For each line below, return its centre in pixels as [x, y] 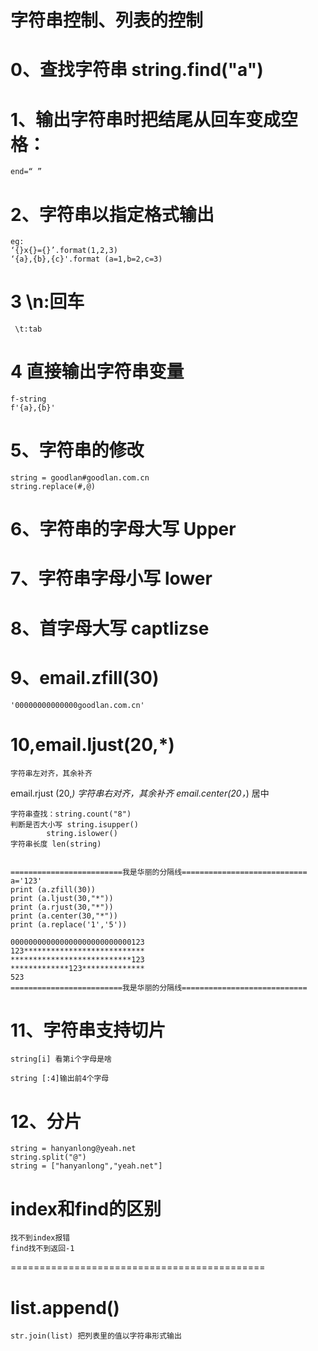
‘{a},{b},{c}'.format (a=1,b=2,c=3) [86, 259]
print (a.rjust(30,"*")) [62, 907]
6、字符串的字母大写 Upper [123, 529]
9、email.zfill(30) [85, 677]
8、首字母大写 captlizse [110, 628]
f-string [28, 399]
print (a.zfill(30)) [53, 889]
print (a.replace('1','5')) [69, 924]
